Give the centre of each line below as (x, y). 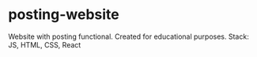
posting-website (64, 15)
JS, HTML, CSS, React (45, 44)
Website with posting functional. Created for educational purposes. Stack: (128, 36)
